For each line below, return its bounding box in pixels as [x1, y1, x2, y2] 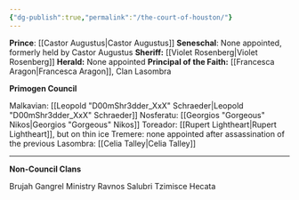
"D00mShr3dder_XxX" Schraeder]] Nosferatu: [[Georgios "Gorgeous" [9, 109, 265, 120]
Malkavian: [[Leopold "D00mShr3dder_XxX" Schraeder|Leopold [9, 100, 244, 111]
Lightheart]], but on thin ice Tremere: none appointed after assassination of [9, 128, 285, 139]
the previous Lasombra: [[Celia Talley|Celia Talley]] [9, 138, 197, 148]
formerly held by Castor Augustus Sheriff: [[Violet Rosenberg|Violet [9, 46, 258, 58]
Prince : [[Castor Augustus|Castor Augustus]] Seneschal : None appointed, [9, 37, 282, 48]
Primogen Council [9, 83, 77, 93]
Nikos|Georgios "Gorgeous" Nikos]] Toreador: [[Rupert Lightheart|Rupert [9, 119, 278, 130]
